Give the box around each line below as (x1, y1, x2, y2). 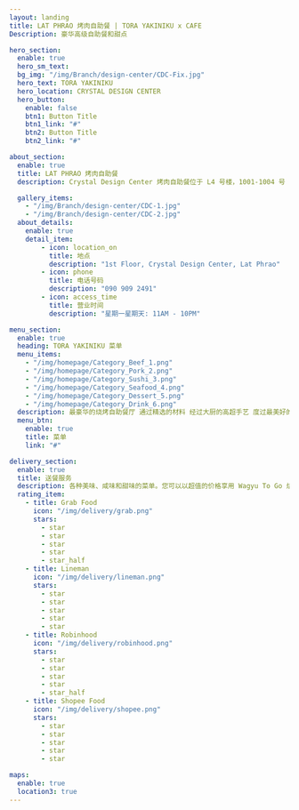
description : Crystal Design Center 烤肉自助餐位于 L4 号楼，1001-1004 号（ (17, 177, 292, 187)
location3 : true (17, 787, 77, 796)
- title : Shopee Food (25, 697, 105, 706)
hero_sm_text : (17, 62, 69, 71)
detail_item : (25, 235, 74, 244)
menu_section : (9, 325, 62, 334)
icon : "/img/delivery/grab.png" (32, 507, 153, 516)
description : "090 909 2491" (48, 285, 158, 293)
